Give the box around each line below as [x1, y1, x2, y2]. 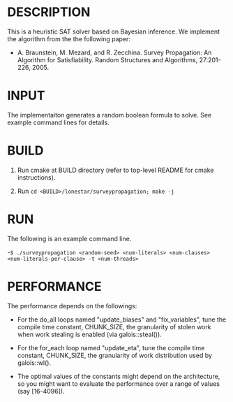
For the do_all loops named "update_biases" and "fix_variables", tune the [17, 315, 227, 324]
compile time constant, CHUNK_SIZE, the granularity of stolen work [17, 322, 211, 331]
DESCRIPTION [7, 4, 91, 20]
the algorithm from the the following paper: [7, 34, 131, 43]
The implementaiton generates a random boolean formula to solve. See [7, 110, 212, 119]
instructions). [17, 173, 56, 182]
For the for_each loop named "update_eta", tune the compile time [17, 343, 205, 352]
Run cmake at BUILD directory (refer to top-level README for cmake [17, 166, 214, 174]
